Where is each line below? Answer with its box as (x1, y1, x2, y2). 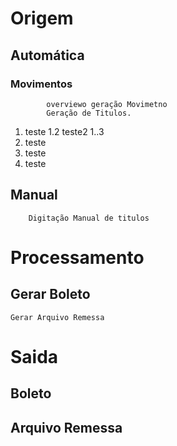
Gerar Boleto (10, 286, 91, 303)
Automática (10, 47, 85, 64)
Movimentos (10, 77, 73, 91)
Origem (10, 7, 74, 30)
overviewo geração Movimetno (46, 99, 168, 109)
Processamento (10, 246, 145, 269)
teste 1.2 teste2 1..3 (24, 125, 105, 137)
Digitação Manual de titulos (28, 213, 150, 223)
